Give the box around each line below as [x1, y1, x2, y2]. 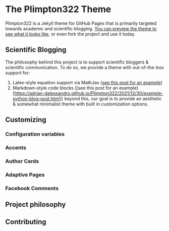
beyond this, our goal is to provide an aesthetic [64, 95, 162, 101]
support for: [5, 70, 30, 76]
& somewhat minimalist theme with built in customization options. [12, 101, 149, 107]
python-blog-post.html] [12, 95, 62, 101]
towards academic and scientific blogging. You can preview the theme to [5, 25, 157, 31]
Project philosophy [5, 200, 66, 209]
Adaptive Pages [5, 171, 45, 178]
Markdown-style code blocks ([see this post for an [12, 85, 118, 91]
